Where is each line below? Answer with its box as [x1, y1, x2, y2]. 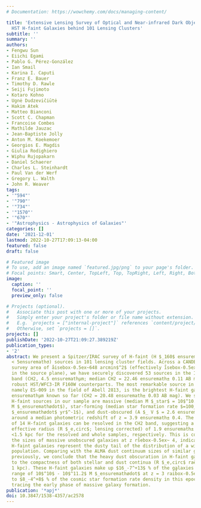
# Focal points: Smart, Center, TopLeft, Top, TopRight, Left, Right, [6, 270, 186, 276]
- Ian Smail [6, 64, 36, 70]
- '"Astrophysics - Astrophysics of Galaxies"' [6, 220, 127, 227]
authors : [6, 42, 28, 48]
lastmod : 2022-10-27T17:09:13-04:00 [6, 237, 98, 243]
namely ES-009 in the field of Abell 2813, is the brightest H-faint [11, 387, 188, 393]
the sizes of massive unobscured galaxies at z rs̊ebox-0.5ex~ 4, [11, 437, 178, 443]
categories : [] [6, 226, 44, 232]
